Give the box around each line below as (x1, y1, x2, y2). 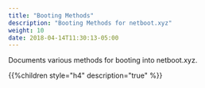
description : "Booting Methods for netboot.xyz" (8, 19, 172, 27)
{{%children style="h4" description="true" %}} (8, 71, 163, 80)
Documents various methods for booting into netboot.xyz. (8, 55, 198, 65)
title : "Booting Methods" (8, 11, 94, 20)
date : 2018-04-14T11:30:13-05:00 (8, 33, 119, 42)
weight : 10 (8, 26, 44, 34)
